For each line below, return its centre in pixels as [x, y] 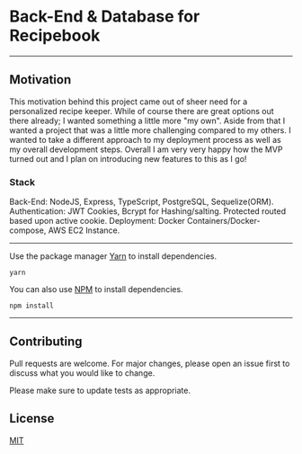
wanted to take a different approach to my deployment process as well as [145, 139]
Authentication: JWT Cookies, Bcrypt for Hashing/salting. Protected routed [148, 211]
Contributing [46, 342]
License [32, 418]
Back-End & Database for [105, 17]
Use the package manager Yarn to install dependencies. [113, 256]
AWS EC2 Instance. [84, 230]
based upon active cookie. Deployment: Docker [98, 221]
